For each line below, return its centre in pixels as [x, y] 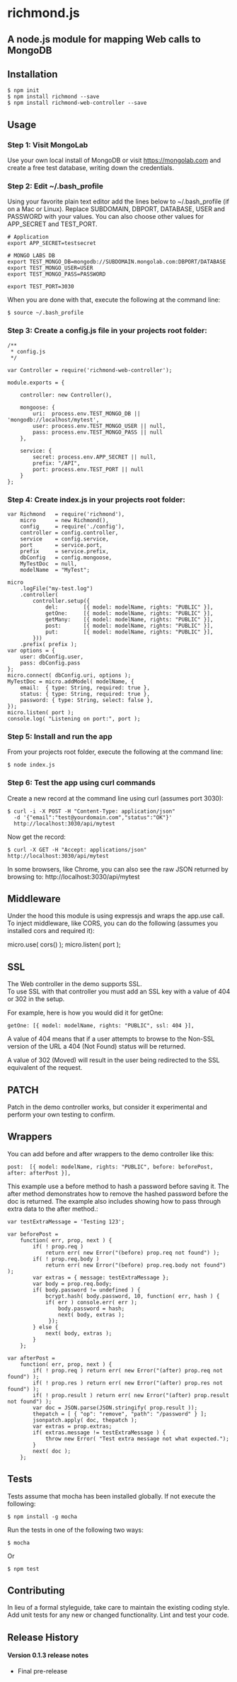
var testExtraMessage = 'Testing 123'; [66, 1221]
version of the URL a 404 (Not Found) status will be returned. [97, 1046]
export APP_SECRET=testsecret [52, 243]
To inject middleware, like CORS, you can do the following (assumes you [112, 923]
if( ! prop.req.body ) [66, 1259]
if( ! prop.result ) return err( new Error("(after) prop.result [131, 1395]
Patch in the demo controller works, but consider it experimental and [107, 1107]
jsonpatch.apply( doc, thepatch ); [85, 1420]
